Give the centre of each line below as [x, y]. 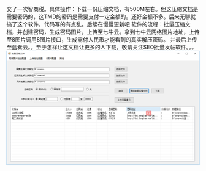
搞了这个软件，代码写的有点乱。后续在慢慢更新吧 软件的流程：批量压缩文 [98, 24]
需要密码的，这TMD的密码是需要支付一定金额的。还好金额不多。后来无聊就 [101, 16]
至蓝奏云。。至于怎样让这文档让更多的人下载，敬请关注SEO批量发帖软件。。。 [102, 47]
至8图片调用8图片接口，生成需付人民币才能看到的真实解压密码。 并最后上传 [102, 39]
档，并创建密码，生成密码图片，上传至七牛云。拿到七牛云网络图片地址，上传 [103, 32]
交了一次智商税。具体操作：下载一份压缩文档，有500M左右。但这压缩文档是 [102, 9]
